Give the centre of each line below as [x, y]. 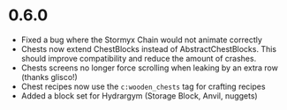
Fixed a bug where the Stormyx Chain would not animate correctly [141, 40]
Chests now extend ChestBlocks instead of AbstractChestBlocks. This [149, 48]
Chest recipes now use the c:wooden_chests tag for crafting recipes [143, 86]
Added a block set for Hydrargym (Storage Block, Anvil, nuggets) [139, 95]
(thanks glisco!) [49, 77]
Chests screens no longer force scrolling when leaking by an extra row [150, 68]
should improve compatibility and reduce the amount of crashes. [139, 58]
